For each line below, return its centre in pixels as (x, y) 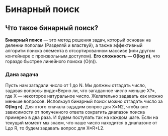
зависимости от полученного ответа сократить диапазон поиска (75, 112)
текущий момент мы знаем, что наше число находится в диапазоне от (81, 123)
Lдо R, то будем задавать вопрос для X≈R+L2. (55, 128)
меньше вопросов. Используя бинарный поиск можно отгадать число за (84, 101)
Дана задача (22, 74)
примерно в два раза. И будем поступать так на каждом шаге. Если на (82, 117)
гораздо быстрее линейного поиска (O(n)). (51, 61)
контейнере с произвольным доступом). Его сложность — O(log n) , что (83, 56)
